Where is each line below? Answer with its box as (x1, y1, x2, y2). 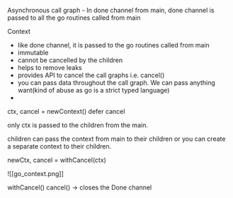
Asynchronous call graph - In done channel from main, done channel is (7, 6, 215, 14)
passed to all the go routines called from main (7, 13, 141, 22)
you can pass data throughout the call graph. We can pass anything (17, 78, 215, 87)
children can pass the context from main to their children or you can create (7, 134, 226, 143)
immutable (17, 49, 49, 57)
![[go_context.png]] (7, 170, 64, 177)
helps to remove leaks (17, 64, 83, 71)
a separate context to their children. (7, 142, 112, 151)
